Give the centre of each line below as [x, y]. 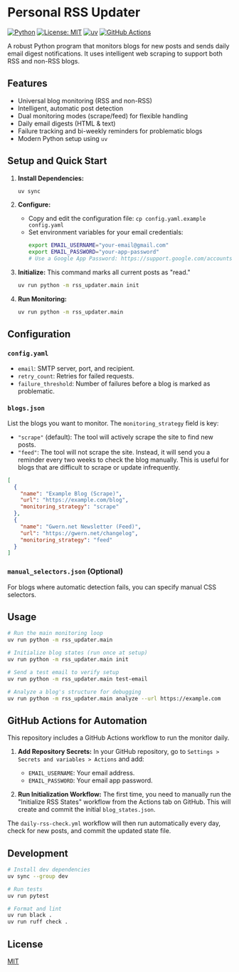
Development [38, 853]
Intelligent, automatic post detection [70, 108]
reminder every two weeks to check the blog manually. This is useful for [123, 460]
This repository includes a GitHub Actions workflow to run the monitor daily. [118, 738]
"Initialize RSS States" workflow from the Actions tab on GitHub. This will [124, 802]
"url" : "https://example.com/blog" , [75, 500]
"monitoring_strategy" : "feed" [67, 540]
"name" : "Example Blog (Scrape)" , [71, 493]
